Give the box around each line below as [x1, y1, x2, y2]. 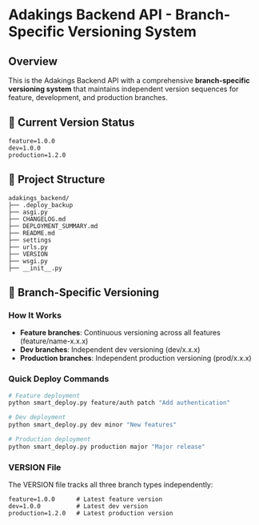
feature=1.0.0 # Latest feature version [8, 495, 162, 503]
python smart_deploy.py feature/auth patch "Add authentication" [8, 399, 230, 407]
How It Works [8, 310, 62, 321]
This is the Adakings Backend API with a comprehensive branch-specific [8, 76, 250, 85]
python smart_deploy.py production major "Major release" [8, 443, 205, 451]
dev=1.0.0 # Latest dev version [8, 503, 149, 511]
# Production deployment [8, 435, 91, 443]
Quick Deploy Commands [8, 374, 110, 385]
